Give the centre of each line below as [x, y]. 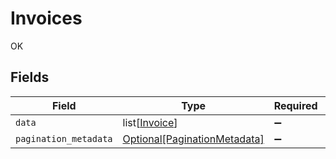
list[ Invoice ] [150, 122]
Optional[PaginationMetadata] [193, 139]
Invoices [46, 18]
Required [295, 105]
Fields [30, 77]
